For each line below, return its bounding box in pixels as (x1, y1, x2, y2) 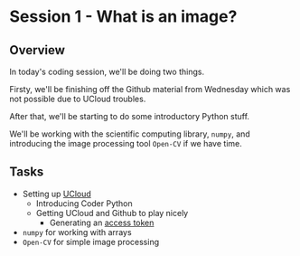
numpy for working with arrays (22, 226, 133, 237)
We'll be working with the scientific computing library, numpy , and (9, 128, 250, 139)
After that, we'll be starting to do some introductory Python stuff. (9, 111, 250, 121)
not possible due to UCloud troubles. (9, 93, 146, 104)
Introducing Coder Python (35, 197, 133, 209)
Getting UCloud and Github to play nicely (35, 207, 189, 218)
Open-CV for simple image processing (22, 236, 160, 247)
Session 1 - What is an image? (9, 6, 238, 27)
